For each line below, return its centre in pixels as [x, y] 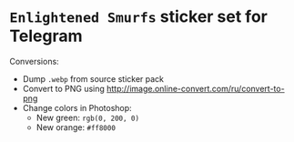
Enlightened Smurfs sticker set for [139, 17]
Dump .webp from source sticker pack [93, 78]
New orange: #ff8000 [76, 127]
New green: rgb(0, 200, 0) [87, 117]
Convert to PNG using [63, 88]
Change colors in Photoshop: [77, 107]
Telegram [46, 36]
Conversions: [34, 61]
